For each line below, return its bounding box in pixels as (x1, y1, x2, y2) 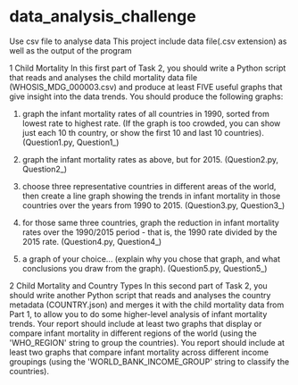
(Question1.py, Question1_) (21, 137, 120, 147)
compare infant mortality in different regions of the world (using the (9, 328, 257, 339)
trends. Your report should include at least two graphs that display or (9, 318, 262, 329)
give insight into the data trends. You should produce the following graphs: (9, 91, 284, 102)
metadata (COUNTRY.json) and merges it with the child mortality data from (9, 299, 285, 310)
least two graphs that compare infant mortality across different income (9, 347, 269, 357)
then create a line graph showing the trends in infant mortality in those (21, 190, 281, 201)
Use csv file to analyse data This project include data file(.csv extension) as (9, 36, 287, 46)
